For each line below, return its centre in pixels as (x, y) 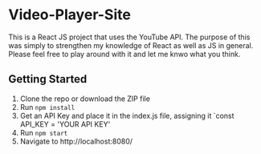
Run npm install (47, 107)
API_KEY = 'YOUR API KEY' (65, 124)
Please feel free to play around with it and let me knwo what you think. (124, 54)
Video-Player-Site (69, 15)
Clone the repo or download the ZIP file (85, 99)
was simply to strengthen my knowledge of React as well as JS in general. (131, 45)
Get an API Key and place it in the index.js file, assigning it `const (127, 115)
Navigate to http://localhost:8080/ (76, 141)
